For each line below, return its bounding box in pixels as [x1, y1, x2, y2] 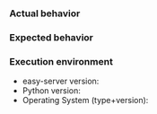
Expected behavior [9, 31, 94, 43]
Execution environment [9, 55, 114, 67]
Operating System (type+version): [22, 95, 149, 106]
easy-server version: [22, 75, 100, 87]
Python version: [22, 85, 81, 96]
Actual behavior [9, 7, 81, 20]
